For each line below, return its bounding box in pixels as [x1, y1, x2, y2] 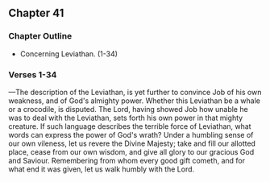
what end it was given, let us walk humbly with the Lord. [8, 164, 195, 174]
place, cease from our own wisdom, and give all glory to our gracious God [8, 147, 255, 156]
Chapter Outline [8, 31, 73, 42]
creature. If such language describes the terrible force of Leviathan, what [8, 121, 251, 131]
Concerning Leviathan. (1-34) [19, 48, 118, 59]
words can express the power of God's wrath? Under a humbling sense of [8, 130, 254, 139]
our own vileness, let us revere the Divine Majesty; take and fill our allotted [8, 139, 256, 148]
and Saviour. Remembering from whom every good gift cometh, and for [8, 155, 246, 165]
